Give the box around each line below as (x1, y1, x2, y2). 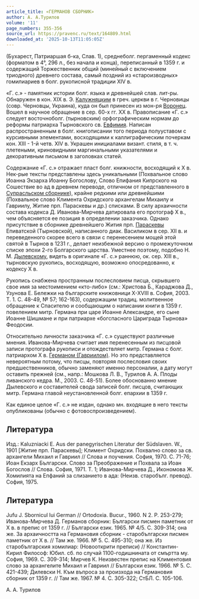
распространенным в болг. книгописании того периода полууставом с (6, 127, 187, 134)
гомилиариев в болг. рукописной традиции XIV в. (6, 78, 132, 85)
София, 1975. (6, 478, 39, 485)
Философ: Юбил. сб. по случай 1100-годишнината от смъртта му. (23, 549, 189, 556)
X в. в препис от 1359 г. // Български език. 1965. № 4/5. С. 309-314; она (6, 524, 187, 531)
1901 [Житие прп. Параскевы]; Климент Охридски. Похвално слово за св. (6, 447, 193, 454)
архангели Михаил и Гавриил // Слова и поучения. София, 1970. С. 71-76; (6, 453, 191, 460)
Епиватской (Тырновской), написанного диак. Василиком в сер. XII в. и (6, 227, 188, 234)
